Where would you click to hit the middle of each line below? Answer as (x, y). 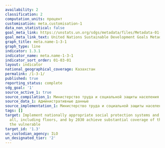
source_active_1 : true (28, 92)
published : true (22, 78)
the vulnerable (25, 124)
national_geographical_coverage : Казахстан (50, 70)
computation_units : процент (34, 19)
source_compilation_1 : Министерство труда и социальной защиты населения (82, 97)
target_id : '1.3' (23, 129)
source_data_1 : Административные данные (47, 102)
